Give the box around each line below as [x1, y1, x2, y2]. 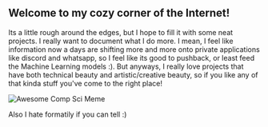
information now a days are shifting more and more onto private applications [8, 44, 260, 54]
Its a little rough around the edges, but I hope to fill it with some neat [8, 27, 234, 37]
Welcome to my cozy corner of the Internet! [8, 6, 230, 20]
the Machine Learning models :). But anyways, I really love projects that [8, 62, 244, 71]
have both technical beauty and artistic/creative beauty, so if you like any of [8, 69, 258, 79]
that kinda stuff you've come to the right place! [8, 78, 162, 88]
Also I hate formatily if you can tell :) [8, 109, 127, 119]
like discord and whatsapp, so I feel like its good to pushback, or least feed [8, 53, 254, 62]
